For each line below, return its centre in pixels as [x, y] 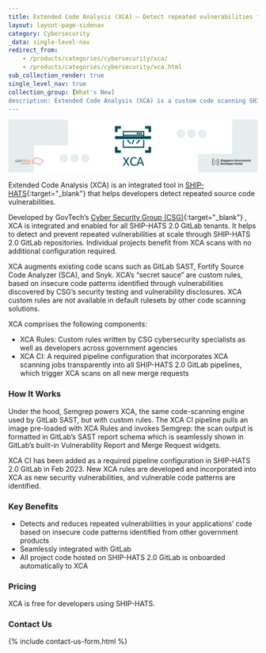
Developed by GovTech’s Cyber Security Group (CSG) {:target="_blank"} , [128, 218]
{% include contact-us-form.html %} [68, 641]
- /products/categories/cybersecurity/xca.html [102, 68]
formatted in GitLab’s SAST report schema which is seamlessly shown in [126, 436]
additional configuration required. [63, 251]
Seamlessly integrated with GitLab [76, 549]
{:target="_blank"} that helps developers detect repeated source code [141, 194]
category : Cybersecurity [49, 33]
